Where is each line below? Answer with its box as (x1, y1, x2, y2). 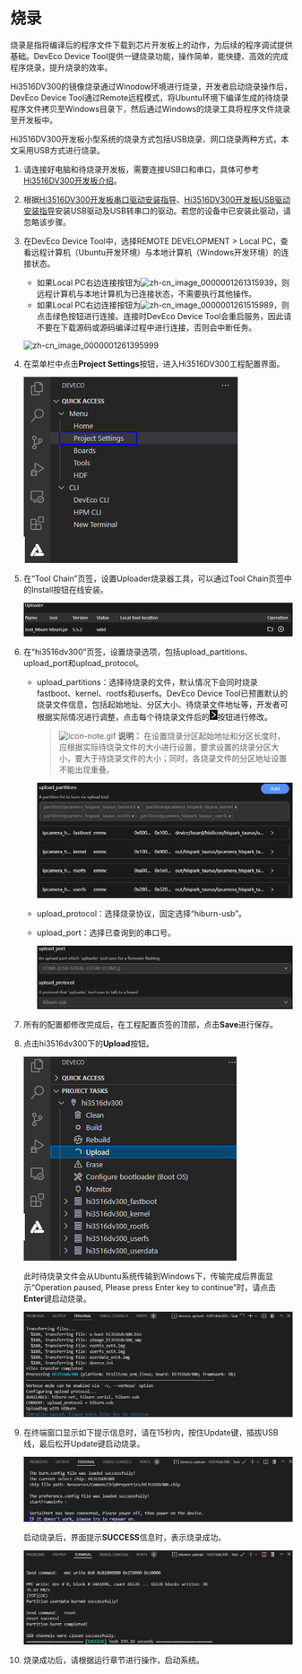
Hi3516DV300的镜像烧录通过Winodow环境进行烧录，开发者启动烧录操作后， (10, 81, 292, 91)
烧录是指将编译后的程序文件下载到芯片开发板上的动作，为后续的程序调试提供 (10, 39, 293, 50)
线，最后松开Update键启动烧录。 (22, 1438, 145, 1449)
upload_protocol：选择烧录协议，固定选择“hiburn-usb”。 (36, 907, 247, 919)
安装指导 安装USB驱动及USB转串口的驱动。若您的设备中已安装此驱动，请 (22, 205, 291, 216)
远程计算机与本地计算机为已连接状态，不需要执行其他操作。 (36, 288, 257, 299)
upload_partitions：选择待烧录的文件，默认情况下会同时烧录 (36, 676, 258, 687)
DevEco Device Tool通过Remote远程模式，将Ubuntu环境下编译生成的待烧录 (10, 91, 289, 103)
